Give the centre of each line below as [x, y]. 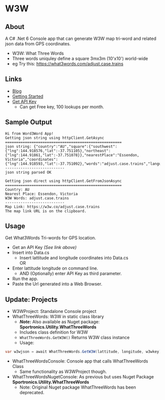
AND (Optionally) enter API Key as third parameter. [70, 274]
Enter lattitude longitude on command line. [55, 268]
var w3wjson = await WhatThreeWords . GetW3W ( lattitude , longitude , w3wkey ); [84, 352]
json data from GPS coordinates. [38, 44]
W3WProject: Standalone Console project [54, 311]
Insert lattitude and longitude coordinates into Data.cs [74, 258]
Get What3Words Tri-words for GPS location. [51, 238]
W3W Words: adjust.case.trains [37, 198]
